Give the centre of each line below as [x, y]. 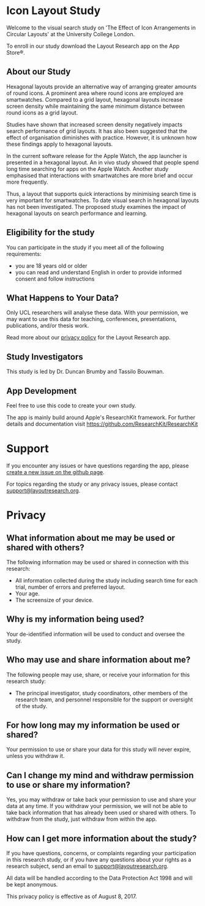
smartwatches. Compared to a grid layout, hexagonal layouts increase [95, 99]
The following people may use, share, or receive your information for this [98, 674]
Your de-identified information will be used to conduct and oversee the [95, 634]
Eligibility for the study [50, 232]
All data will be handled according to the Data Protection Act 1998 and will [99, 878]
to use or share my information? [68, 785]
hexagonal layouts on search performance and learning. [77, 213]
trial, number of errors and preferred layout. [70, 587]
